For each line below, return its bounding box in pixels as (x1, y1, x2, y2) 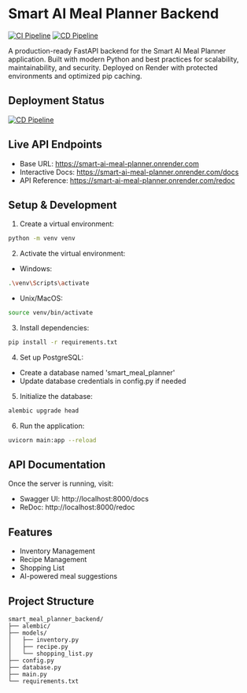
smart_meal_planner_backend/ (8, 616, 104, 624)
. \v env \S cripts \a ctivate (8, 279, 90, 288)
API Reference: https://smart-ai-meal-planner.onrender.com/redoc (19, 175, 235, 185)
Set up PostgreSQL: (19, 352, 84, 362)
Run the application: (19, 421, 85, 430)
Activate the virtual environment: (19, 249, 126, 259)
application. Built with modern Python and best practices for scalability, (8, 54, 239, 64)
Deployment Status (8, 94, 105, 107)
